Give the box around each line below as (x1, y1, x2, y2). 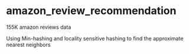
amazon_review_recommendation (6, 4, 177, 18)
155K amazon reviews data (6, 23, 71, 31)
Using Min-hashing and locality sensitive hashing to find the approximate (6, 35, 184, 42)
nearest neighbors (6, 41, 51, 48)
